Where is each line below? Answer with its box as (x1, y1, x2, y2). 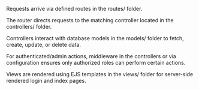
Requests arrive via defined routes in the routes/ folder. (6, 5, 143, 12)
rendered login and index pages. (6, 77, 86, 84)
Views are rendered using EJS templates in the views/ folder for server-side (6, 71, 194, 77)
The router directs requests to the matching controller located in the (6, 17, 174, 23)
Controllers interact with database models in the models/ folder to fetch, (6, 35, 184, 41)
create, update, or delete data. (6, 41, 82, 48)
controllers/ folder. (6, 23, 52, 30)
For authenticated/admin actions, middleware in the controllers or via (6, 53, 177, 59)
